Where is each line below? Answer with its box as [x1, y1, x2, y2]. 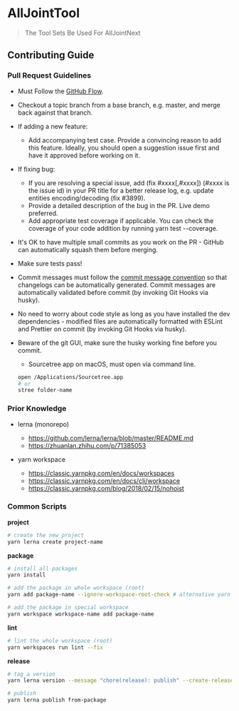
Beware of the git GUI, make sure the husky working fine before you [17, 338, 217, 347]
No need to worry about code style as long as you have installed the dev [17, 309, 230, 318]
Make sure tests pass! [17, 259, 83, 268]
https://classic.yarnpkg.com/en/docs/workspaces [28, 469, 175, 477]
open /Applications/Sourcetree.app [17, 373, 124, 380]
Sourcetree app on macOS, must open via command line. [28, 360, 196, 368]
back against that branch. [17, 108, 93, 117]
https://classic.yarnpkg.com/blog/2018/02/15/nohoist [28, 484, 185, 492]
